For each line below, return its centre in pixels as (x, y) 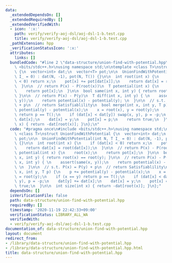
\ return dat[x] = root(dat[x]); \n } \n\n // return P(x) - (84, 148)
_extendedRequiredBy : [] (36, 19)
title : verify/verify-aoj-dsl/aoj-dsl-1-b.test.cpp (71, 39)
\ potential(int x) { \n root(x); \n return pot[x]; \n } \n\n (87, 153)
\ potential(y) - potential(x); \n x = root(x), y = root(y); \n (87, 110)
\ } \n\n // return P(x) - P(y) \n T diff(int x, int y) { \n (82, 96)
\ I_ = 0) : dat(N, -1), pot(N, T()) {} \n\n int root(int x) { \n (87, 77)
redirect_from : (21, 238)
